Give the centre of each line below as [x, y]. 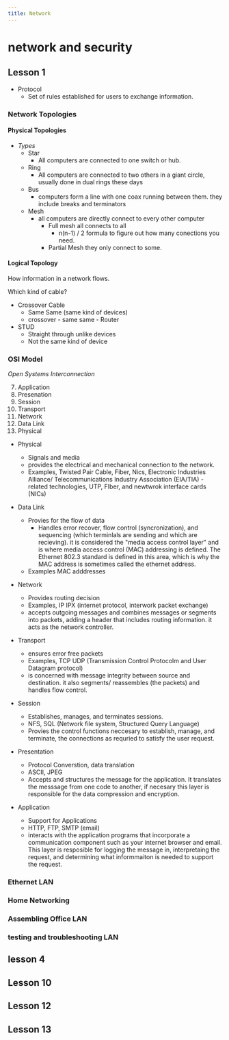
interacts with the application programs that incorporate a [109, 835]
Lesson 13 [30, 1029]
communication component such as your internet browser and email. [125, 843]
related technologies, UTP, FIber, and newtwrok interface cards [117, 486]
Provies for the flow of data [66, 521]
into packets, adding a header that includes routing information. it [120, 620]
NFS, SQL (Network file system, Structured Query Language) [114, 724]
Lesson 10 [30, 983]
